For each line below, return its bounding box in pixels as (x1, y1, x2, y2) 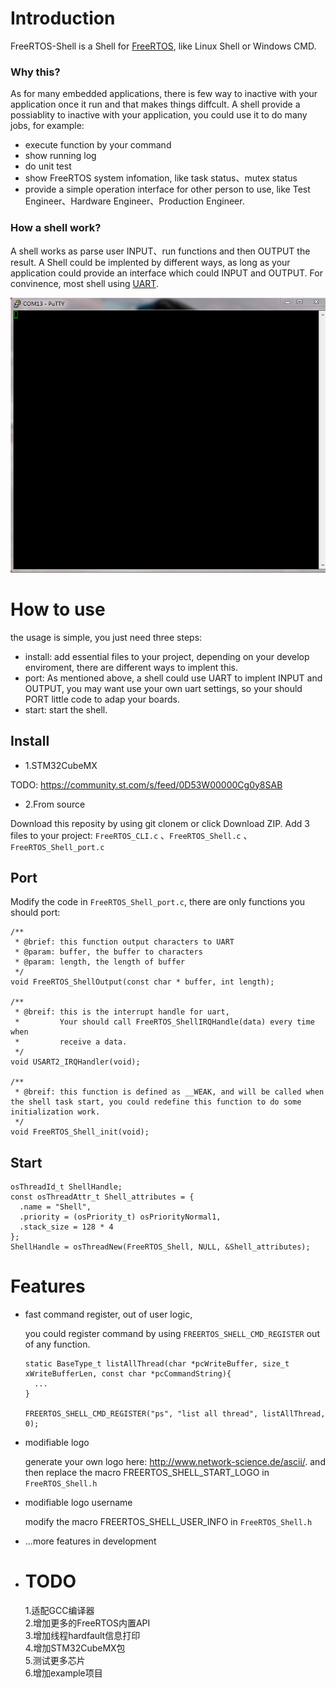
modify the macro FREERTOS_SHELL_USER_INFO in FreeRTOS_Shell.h (24, 1516, 313, 1528)
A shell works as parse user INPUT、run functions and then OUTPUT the (10, 245, 311, 257)
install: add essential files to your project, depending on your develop (24, 650, 310, 662)
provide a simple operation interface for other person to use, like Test (24, 183, 311, 196)
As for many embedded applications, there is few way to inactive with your (10, 88, 318, 100)
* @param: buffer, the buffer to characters (14, 947, 203, 957)
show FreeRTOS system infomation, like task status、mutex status (24, 172, 298, 184)
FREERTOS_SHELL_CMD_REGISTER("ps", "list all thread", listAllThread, (24, 1409, 326, 1419)
